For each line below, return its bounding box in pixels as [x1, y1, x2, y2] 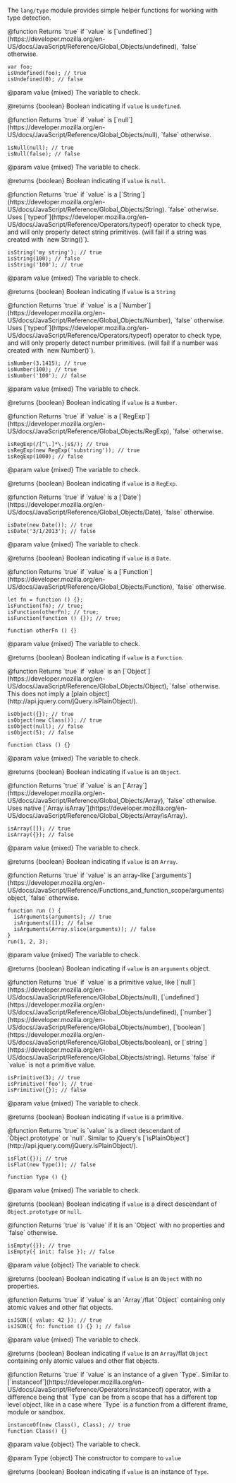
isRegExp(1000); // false [7, 453, 83, 460]
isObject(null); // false [7, 723, 83, 730]
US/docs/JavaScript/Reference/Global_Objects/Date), [7, 508, 163, 516]
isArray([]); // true [7, 825, 71, 832]
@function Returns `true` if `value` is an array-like [7, 871, 151, 879]
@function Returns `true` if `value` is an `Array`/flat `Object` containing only [7, 1296, 225, 1303]
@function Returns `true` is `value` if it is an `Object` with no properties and [7, 1221, 225, 1229]
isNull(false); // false [7, 151, 80, 158]
